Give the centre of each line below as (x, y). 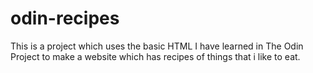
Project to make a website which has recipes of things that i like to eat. (155, 56)
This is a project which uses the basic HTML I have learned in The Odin (157, 46)
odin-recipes (65, 18)
